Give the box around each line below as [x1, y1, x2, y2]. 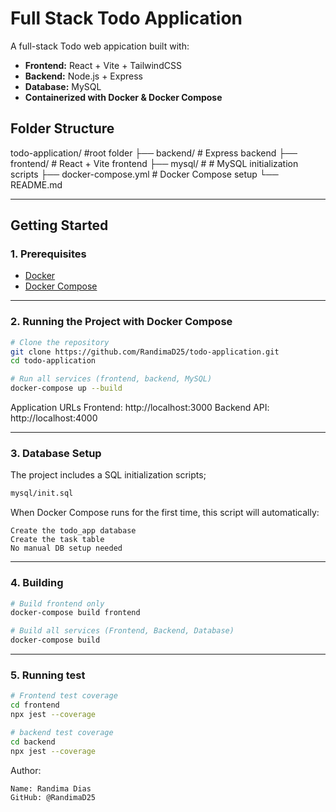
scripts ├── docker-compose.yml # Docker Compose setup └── [10, 168, 279, 180]
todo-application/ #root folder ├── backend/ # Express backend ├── [10, 147, 298, 159]
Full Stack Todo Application [10, 7, 243, 30]
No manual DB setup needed [10, 543, 123, 554]
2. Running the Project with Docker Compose [10, 315, 233, 329]
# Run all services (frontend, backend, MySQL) [10, 374, 213, 384]
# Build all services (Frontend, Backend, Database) [10, 626, 235, 636]
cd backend [10, 737, 56, 747]
